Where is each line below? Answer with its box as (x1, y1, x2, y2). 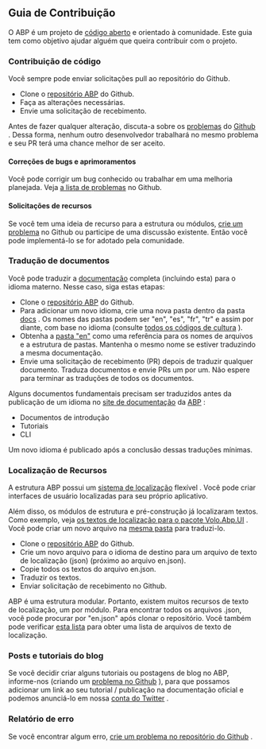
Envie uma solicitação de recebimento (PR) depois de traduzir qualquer (19, 356, 253, 366)
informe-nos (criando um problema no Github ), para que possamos (8, 677, 230, 686)
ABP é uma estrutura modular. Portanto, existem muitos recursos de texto (8, 596, 249, 607)
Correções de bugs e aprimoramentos (8, 157, 137, 166)
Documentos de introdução (19, 413, 110, 422)
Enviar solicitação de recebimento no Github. (19, 581, 168, 591)
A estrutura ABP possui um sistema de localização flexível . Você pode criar (8, 483, 256, 492)
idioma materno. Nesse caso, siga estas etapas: (8, 281, 165, 291)
